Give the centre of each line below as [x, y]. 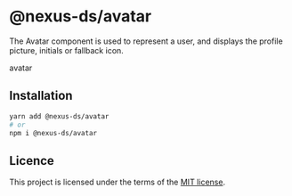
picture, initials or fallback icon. [67, 50]
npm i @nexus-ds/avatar [53, 133]
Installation [41, 96]
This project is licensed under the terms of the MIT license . [117, 182]
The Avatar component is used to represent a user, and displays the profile [146, 41]
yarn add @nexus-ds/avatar [59, 116]
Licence [32, 161]
